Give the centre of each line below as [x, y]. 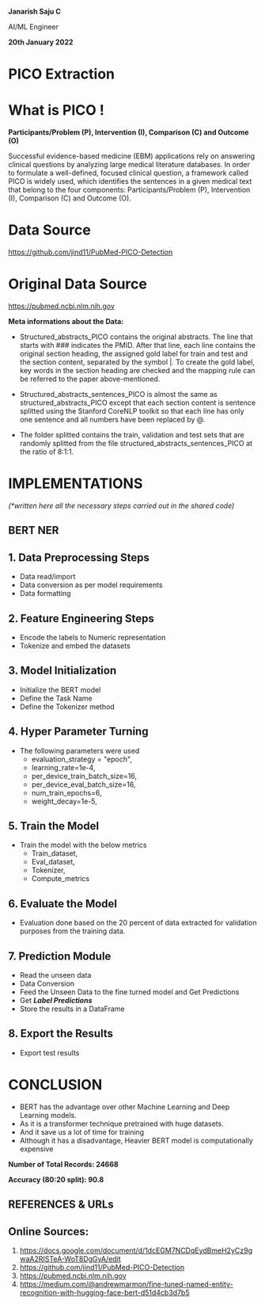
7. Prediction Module [60, 956]
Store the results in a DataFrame [72, 1009]
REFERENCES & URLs [61, 1205]
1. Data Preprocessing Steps [79, 557]
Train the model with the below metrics [83, 845]
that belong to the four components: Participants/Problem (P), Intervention [129, 190]
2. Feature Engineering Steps [81, 618]
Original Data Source [78, 284]
